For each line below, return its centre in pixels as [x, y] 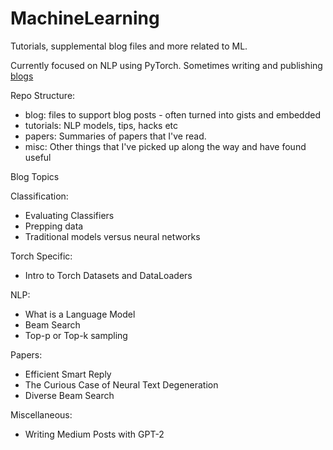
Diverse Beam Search [69, 395]
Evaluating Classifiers [69, 215]
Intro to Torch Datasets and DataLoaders [108, 275]
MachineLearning [85, 18]
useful [38, 157]
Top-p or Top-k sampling [76, 335]
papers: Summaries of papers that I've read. [115, 136]
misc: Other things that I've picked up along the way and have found [165, 146]
